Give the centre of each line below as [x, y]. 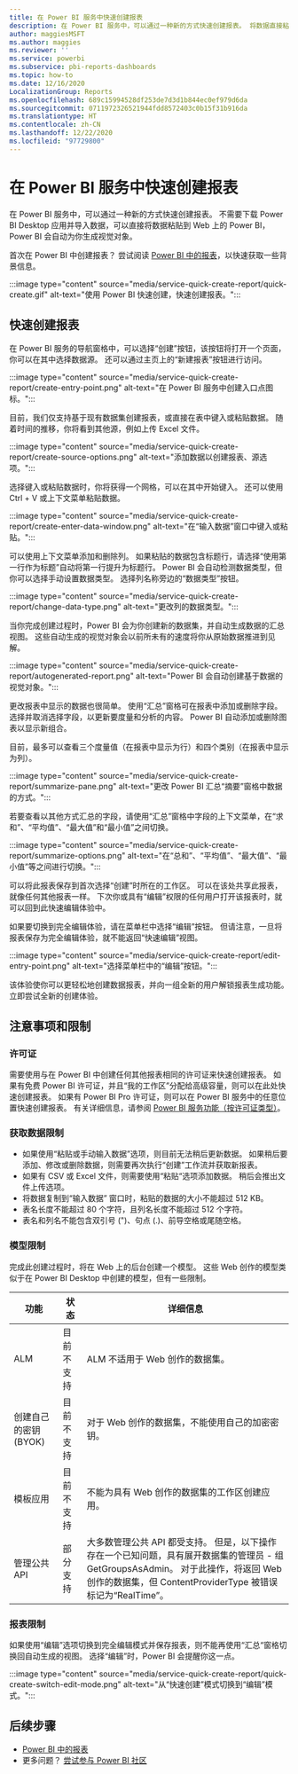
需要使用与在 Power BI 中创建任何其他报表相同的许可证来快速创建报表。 [141, 1075]
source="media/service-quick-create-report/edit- [190, 955]
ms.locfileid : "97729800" [57, 141]
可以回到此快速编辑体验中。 [60, 907]
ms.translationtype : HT [53, 116]
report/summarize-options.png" [67, 855]
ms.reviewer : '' [39, 51]
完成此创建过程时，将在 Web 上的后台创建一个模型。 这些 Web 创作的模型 [144, 1267]
